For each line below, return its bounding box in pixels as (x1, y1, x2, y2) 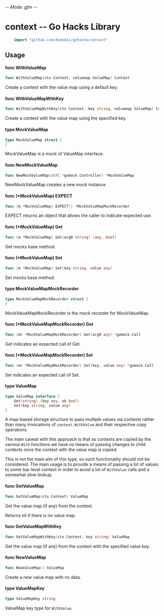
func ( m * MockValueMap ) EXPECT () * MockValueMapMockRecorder (5, 204, 130, 209)
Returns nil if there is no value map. (5, 512, 77, 518)
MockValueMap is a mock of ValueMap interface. (5, 151, 104, 157)
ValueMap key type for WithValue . (5, 605, 73, 611)
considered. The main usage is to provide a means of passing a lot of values (5, 461, 159, 467)
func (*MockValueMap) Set (5, 255, 62, 261)
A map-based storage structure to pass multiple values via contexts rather (5, 416, 155, 423)
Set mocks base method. (5, 274, 55, 281)
